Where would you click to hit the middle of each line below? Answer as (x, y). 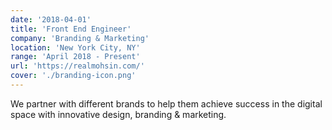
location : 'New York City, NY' (75, 47)
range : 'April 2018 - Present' (75, 57)
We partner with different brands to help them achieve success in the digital (166, 103)
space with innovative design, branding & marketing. (118, 114)
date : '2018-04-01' (51, 19)
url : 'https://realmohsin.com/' (77, 66)
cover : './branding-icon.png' (73, 76)
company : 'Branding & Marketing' (80, 38)
